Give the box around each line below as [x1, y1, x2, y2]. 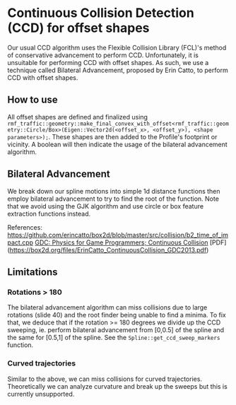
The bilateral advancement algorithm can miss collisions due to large [7, 303, 208, 312]
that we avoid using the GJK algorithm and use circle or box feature [7, 201, 203, 210]
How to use [7, 94, 58, 106]
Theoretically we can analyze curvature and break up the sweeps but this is [7, 382, 228, 390]
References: [7, 223, 42, 231]
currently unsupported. [7, 389, 75, 398]
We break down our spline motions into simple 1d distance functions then [7, 187, 220, 195]
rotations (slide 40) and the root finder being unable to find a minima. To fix [7, 311, 226, 319]
